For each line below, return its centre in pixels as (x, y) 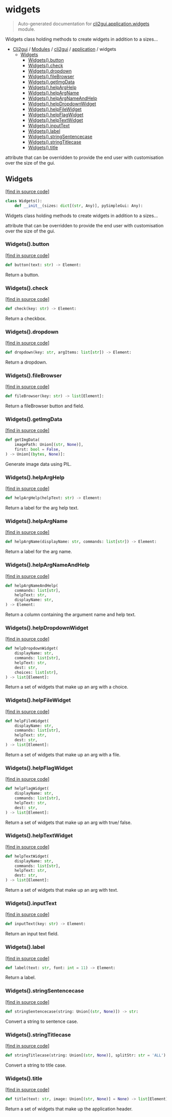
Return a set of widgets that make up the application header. (69, 1109)
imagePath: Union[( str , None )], (49, 445)
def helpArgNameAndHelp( (32, 585)
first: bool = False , (37, 449)
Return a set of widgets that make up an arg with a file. (63, 754)
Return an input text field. (32, 934)
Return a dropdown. (26, 362)
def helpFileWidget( (27, 721)
